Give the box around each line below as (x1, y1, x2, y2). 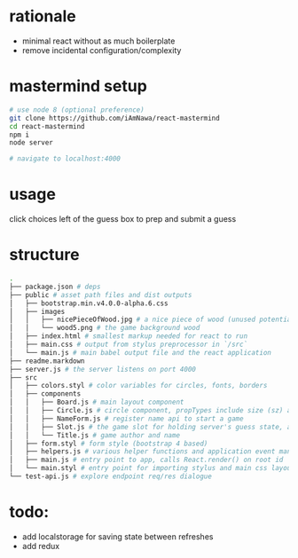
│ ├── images (9, 307, 66, 316)
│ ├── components (9, 389, 82, 398)
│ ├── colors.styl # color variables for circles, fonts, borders (9, 381, 268, 390)
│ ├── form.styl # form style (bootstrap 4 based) (9, 439, 208, 448)
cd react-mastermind (9, 122, 86, 130)
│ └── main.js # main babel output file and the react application (9, 348, 272, 357)
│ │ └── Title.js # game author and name (9, 430, 180, 440)
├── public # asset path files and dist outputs (9, 290, 192, 299)
